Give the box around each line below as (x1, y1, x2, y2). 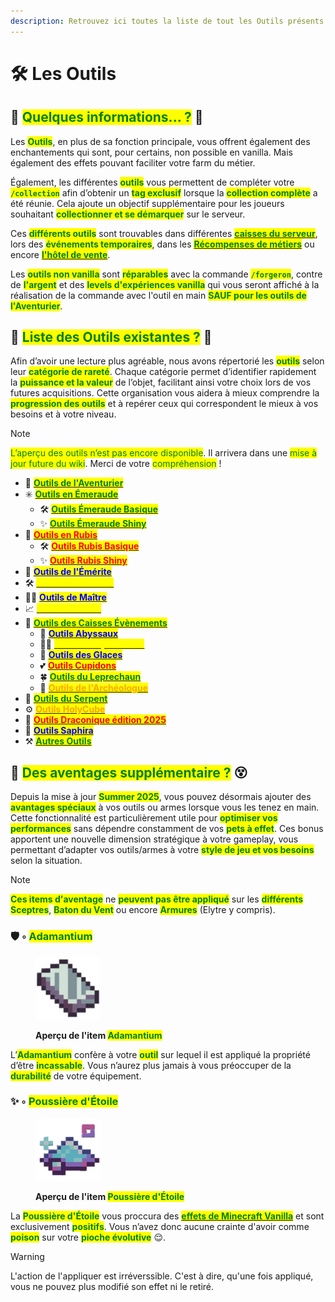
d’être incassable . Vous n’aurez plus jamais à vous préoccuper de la (10, 1059, 292, 1071)
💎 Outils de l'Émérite (24, 566, 112, 578)
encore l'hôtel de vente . (10, 248, 111, 260)
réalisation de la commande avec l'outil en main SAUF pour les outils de (10, 289, 307, 301)
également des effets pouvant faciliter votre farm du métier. (10, 156, 256, 169)
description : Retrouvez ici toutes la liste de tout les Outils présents (10, 16, 325, 26)
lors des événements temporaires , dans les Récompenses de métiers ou (10, 238, 315, 250)
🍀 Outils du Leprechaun (39, 671, 142, 683)
